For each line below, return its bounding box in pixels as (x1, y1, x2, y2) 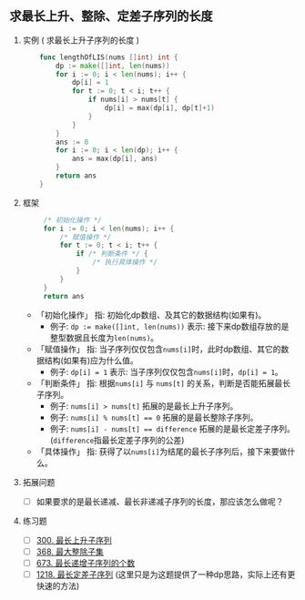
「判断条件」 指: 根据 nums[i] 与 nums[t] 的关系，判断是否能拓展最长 (36, 377, 291, 389)
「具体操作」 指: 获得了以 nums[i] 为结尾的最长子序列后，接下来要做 (36, 445, 288, 457)
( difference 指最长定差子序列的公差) (49, 434, 185, 445)
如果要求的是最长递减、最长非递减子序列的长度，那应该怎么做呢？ (36, 495, 284, 507)
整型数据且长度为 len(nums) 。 (49, 331, 159, 343)
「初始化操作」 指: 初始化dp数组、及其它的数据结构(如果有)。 (36, 309, 267, 320)
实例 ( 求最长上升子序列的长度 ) (22, 35, 139, 46)
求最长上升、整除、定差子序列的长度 (9, 8, 213, 25)
